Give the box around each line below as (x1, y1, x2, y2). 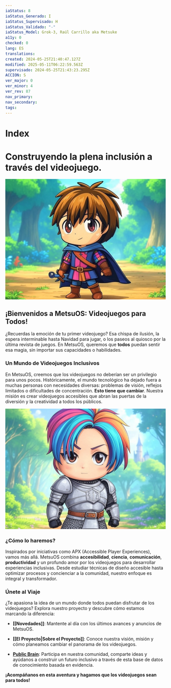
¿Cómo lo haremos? (5, 537, 56, 544)
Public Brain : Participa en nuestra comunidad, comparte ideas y (12, 651, 148, 657)
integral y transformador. (5, 575, 58, 581)
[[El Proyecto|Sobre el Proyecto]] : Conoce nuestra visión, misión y (12, 636, 154, 642)
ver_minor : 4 (5, 84, 33, 89)
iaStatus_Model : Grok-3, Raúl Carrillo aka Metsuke (5, 30, 117, 35)
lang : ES (5, 46, 24, 51)
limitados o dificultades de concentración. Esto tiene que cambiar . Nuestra (5, 387, 163, 393)
